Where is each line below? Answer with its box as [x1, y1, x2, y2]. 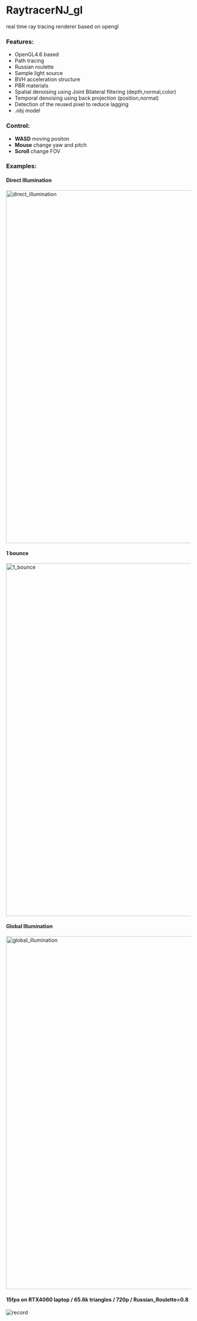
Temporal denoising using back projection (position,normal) [14, 94, 159, 102]
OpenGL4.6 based [14, 51, 59, 58]
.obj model [14, 107, 40, 114]
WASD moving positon [14, 135, 70, 142]
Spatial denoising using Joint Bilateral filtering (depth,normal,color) [14, 89, 176, 96]
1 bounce [6, 550, 29, 557]
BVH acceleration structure [14, 76, 80, 83]
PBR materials [14, 82, 49, 89]
